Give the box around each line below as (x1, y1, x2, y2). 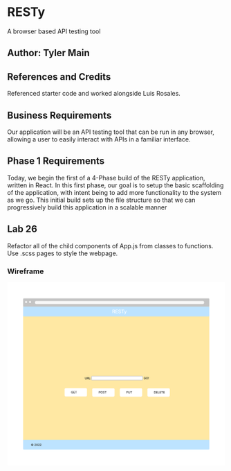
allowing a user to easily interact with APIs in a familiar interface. (7, 135, 191, 143)
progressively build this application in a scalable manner (7, 203, 167, 212)
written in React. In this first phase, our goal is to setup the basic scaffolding (7, 181, 224, 189)
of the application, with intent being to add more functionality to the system (7, 188, 221, 196)
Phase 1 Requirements (7, 155, 105, 167)
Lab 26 (7, 223, 38, 235)
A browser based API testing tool (7, 27, 101, 35)
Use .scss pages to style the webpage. (7, 249, 118, 257)
